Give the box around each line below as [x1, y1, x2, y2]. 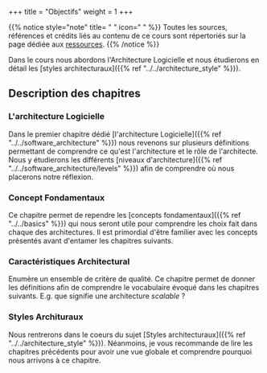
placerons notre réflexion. [8, 172, 94, 182]
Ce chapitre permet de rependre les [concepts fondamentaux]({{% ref [8, 210, 241, 219]
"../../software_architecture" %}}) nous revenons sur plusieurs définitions [8, 137, 249, 147]
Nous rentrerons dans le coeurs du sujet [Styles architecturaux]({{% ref [8, 330, 246, 339]
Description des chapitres [8, 87, 141, 100]
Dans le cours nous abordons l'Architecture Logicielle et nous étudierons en [8, 55, 260, 64]
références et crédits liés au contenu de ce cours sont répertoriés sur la [8, 31, 247, 40]
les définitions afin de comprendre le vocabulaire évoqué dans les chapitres [8, 283, 260, 293]
